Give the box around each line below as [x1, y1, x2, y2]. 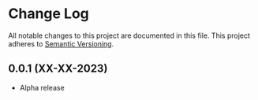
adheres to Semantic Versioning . [8, 39, 114, 48]
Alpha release [19, 83, 65, 92]
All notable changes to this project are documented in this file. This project [8, 31, 251, 40]
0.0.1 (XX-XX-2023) [8, 62, 108, 76]
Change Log [8, 5, 89, 23]
